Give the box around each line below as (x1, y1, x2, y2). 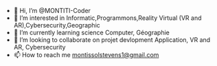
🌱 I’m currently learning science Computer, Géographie (13, 28, 170, 36)
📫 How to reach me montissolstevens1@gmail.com (13, 51, 159, 58)
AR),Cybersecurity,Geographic (13, 21, 101, 29)
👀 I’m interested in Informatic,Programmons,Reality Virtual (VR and (13, 14, 202, 22)
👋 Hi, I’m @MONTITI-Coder (13, 7, 91, 14)
